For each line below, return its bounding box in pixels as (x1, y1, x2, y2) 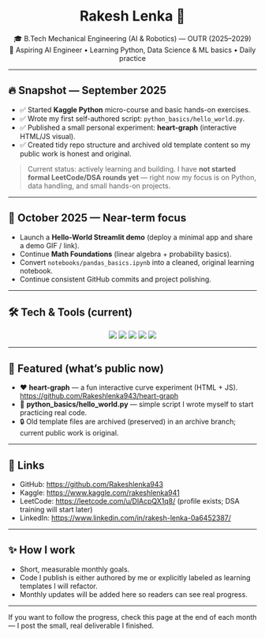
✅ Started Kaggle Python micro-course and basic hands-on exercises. (19, 104, 251, 114)
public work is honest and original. (19, 149, 132, 158)
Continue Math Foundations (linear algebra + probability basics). (19, 249, 232, 259)
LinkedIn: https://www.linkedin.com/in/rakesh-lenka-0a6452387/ (19, 513, 231, 523)
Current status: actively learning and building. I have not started (27, 164, 237, 173)
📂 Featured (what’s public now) (8, 361, 164, 375)
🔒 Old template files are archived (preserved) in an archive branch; (19, 417, 237, 426)
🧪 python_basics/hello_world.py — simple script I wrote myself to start (19, 399, 254, 410)
